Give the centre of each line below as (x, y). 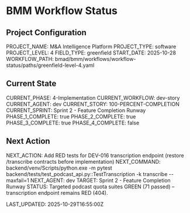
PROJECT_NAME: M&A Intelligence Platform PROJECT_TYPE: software (91, 46)
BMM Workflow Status (62, 11)
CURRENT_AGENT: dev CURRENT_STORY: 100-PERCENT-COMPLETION (93, 104)
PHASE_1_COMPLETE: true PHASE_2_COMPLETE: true (71, 116)
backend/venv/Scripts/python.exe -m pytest (59, 168)
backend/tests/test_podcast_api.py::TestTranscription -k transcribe (87, 174)
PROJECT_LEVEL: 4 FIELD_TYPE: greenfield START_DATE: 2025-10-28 (91, 53)
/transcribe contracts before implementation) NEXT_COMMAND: (83, 161)
